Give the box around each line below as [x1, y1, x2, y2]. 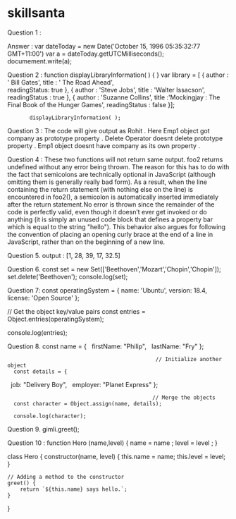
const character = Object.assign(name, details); [13, 400, 162, 407]
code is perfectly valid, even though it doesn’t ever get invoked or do [7, 207, 207, 216]
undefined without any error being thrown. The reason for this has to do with [7, 162, 230, 171]
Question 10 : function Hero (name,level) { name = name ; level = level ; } [7, 439, 218, 447]
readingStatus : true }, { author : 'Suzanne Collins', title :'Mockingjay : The [7, 93, 221, 102]
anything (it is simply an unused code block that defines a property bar [7, 215, 213, 224]
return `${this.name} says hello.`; [20, 485, 128, 493]
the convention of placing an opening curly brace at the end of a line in [7, 230, 213, 238]
